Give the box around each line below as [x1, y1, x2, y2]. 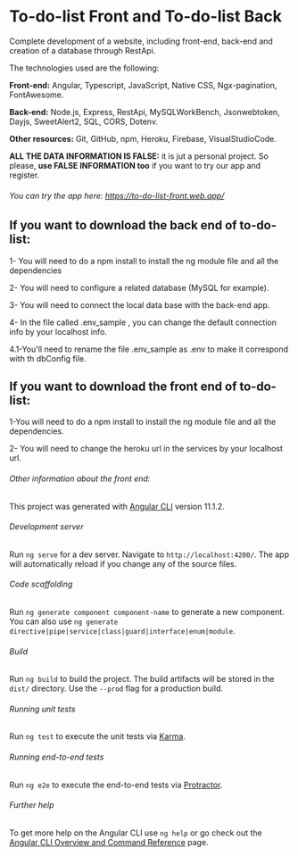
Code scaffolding [9, 578, 73, 590]
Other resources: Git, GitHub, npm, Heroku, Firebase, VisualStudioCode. [9, 133, 277, 144]
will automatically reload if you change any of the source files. [9, 558, 237, 569]
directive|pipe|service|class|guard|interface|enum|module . [9, 625, 236, 636]
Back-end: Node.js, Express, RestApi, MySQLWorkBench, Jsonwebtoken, [9, 106, 280, 117]
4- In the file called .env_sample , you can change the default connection [9, 317, 277, 328]
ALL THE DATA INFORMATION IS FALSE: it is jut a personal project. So [9, 150, 269, 162]
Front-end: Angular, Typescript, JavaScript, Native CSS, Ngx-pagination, [9, 79, 277, 90]
